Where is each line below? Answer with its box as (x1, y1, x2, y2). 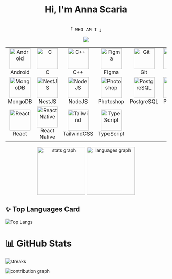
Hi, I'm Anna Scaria (44, 4, 128, 15)
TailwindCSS (62, 130, 94, 137)
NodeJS (68, 97, 88, 105)
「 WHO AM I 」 (68, 27, 104, 32)
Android (10, 68, 30, 75)
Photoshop (98, 97, 124, 105)
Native (39, 133, 55, 141)
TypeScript (98, 130, 125, 137)
